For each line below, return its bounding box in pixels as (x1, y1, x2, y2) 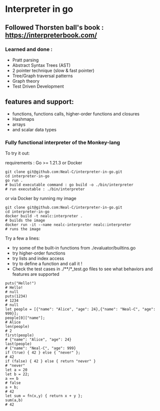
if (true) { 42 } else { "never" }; (5, 350, 80, 355)
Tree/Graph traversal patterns (12, 73, 73, 79)
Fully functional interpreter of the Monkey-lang (5, 139, 120, 146)
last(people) (5, 341, 32, 346)
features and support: (5, 98, 74, 106)
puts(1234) (5, 294, 28, 299)
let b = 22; (5, 371, 30, 377)
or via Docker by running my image (5, 195, 77, 201)
